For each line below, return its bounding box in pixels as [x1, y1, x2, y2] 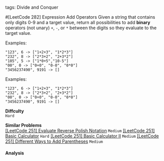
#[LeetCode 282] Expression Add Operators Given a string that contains [5, 14, 155, 20]
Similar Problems [5, 122, 42, 128]
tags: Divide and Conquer [5, 5, 59, 10]
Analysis [5, 150, 24, 156]
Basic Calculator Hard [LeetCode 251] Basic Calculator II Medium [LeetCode [5, 133, 159, 139]
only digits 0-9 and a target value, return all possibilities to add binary [5, 20, 150, 25]
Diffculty [5, 108, 24, 114]
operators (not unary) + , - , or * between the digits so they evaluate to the [5, 25, 157, 31]
